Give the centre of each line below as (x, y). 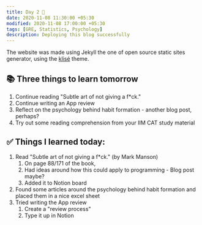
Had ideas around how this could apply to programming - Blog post (109, 170)
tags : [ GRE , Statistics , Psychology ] (54, 29)
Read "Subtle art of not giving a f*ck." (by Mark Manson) (87, 156)
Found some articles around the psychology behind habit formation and (105, 189)
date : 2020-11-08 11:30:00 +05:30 (50, 18)
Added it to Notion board (55, 183)
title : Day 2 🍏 (26, 12)
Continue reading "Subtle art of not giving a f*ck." (78, 96)
